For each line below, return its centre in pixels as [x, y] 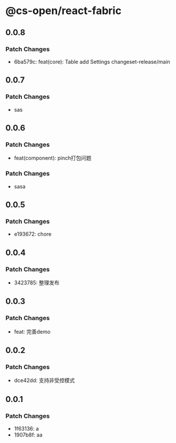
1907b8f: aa [28, 435]
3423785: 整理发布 [37, 283]
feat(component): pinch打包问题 [53, 158]
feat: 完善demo [32, 331]
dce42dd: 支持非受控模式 [44, 380]
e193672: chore [33, 234]
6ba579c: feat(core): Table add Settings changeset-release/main [92, 61]
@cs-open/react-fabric [63, 11]
